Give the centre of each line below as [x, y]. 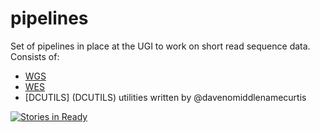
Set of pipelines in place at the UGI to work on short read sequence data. [160, 46]
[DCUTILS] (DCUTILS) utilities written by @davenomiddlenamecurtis [165, 97]
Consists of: [35, 56]
